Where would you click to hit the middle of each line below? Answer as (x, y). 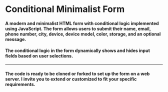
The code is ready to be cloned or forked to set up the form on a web (77, 73)
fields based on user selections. (39, 56)
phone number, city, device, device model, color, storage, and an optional (83, 34)
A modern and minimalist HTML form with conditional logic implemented (82, 23)
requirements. (20, 84)
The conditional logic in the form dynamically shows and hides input (77, 50)
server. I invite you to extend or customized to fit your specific (71, 79)
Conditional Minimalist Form (65, 9)
